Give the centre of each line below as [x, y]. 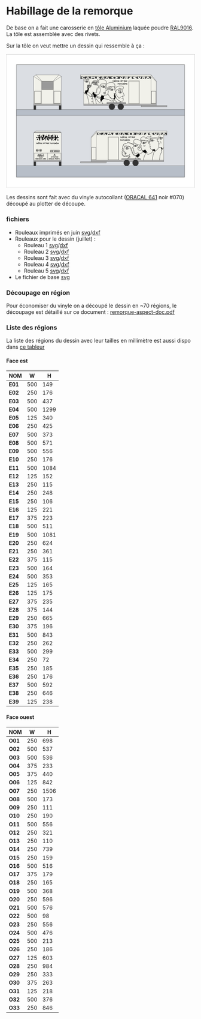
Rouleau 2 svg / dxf [46, 251]
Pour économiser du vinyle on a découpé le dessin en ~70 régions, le [92, 305]
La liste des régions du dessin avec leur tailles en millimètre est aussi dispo [99, 341]
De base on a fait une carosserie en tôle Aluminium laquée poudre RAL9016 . [100, 28]
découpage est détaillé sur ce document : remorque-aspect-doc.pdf [91, 312]
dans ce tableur [25, 347]
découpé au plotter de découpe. [46, 204]
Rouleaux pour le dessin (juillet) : [55, 239]
